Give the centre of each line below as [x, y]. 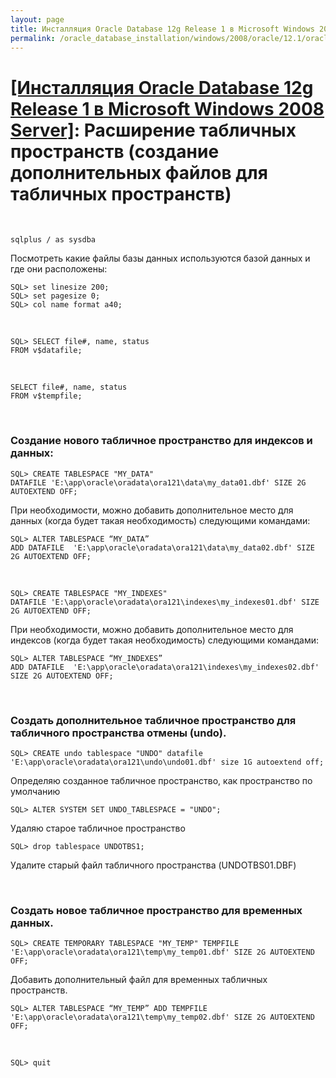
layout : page [37, 19]
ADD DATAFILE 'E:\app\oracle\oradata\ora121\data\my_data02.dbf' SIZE [162, 547]
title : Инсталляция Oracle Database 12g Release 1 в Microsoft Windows [162, 29]
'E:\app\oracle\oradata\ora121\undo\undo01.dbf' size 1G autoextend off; [167, 762]
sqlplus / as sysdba [53, 240]
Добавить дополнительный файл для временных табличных [139, 980]
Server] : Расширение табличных [153, 130]
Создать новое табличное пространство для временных [156, 910]
